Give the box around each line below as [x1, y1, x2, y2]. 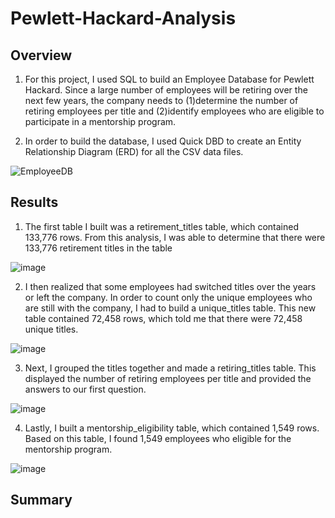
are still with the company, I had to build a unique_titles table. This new [24, 302, 317, 314]
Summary [10, 492, 73, 509]
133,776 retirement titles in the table [24, 242, 173, 254]
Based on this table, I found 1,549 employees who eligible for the [24, 432, 292, 444]
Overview [10, 47, 73, 64]
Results [10, 194, 59, 211]
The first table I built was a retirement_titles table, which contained [24, 220, 300, 232]
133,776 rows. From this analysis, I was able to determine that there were [24, 231, 326, 243]
